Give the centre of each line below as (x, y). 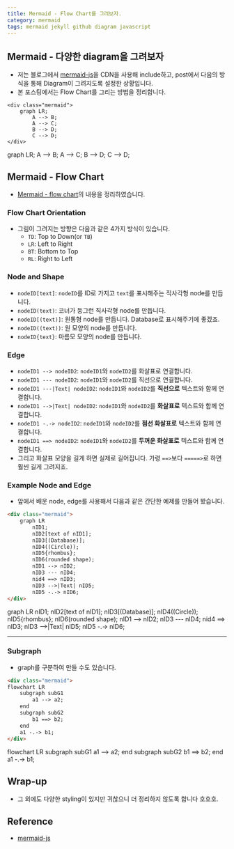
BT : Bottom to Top (53, 251)
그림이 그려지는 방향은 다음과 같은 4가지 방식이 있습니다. (94, 229)
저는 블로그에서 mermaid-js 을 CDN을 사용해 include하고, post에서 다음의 (117, 75)
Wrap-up (27, 781)
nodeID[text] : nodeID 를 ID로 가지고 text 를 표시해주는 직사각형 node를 (114, 293)
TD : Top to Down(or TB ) (60, 237)
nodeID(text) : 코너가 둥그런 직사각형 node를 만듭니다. (92, 310)
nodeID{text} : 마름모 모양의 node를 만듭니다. (79, 336)
